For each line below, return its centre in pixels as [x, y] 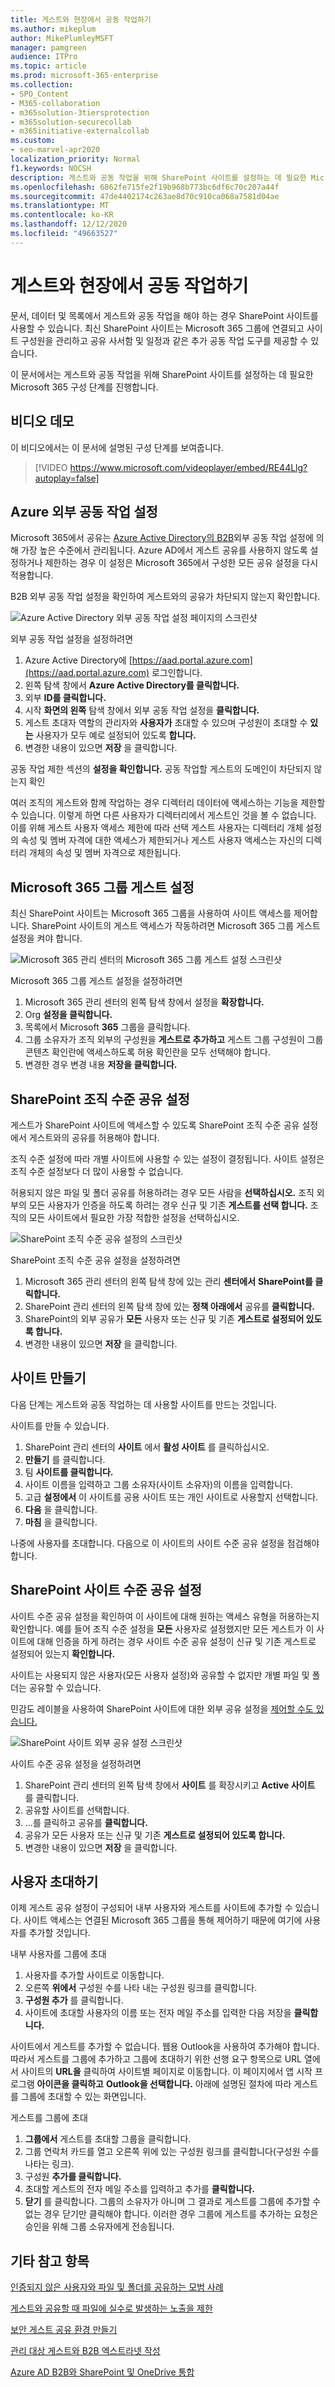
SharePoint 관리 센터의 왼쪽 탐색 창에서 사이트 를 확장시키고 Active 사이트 [170, 1785]
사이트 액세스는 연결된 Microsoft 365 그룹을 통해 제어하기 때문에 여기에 [163, 1920]
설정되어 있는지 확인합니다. [63, 1653]
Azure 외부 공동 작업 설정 [84, 511]
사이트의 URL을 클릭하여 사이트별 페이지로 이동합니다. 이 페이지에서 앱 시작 [166, 2072]
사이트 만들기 [48, 1378]
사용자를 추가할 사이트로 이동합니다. [94, 1975]
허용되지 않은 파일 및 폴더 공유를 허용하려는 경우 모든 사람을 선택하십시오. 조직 [162, 1192]
